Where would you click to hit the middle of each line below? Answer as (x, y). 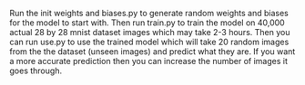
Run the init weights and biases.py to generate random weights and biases (149, 13)
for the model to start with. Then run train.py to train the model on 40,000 (147, 23)
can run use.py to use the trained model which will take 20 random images (149, 42)
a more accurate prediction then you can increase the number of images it (149, 61)
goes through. (36, 71)
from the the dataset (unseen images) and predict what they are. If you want (152, 52)
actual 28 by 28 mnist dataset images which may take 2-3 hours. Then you (150, 32)
